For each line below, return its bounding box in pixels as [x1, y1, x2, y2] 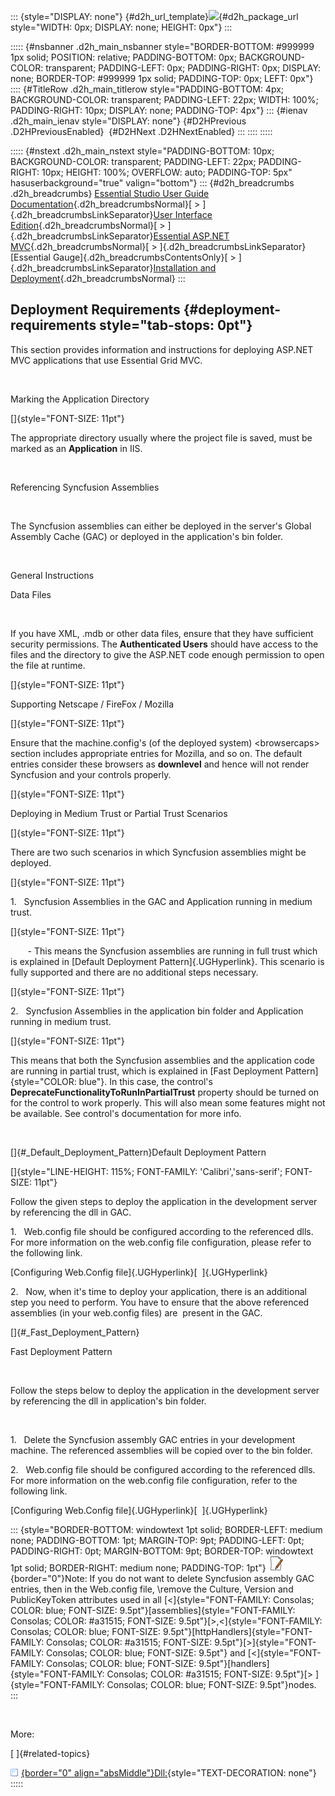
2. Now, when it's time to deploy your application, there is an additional [10, 1285, 307, 1297]
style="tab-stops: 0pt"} [99, 317, 253, 334]
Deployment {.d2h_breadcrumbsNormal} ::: [10, 273, 186, 284]
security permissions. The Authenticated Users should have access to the [10, 638, 319, 650]
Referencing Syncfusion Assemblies [10, 481, 160, 493]
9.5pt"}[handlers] [198, 1657, 270, 1669]
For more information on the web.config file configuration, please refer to [10, 1236, 312, 1248]
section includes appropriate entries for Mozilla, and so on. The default [10, 747, 303, 759]
